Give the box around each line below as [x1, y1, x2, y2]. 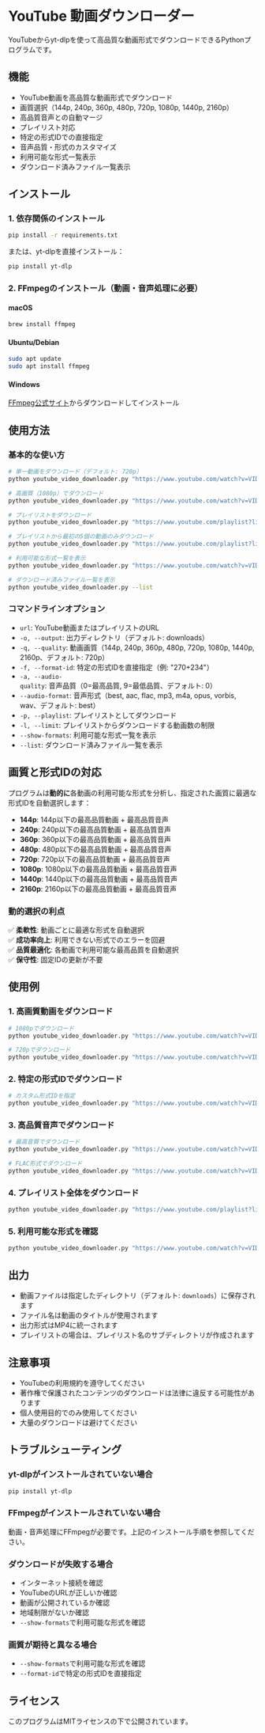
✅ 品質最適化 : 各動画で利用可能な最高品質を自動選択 [8, 945, 179, 954]
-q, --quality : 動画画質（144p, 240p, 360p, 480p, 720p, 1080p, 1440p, [19, 643, 255, 652]
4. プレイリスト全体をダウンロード [8, 1187, 140, 1198]
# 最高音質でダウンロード [8, 1138, 80, 1146]
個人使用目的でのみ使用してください [19, 1408, 137, 1417]
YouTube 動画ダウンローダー [8, 7, 195, 25]
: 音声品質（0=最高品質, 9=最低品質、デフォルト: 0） [44, 681, 217, 690]
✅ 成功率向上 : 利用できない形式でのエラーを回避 [8, 935, 166, 944]
